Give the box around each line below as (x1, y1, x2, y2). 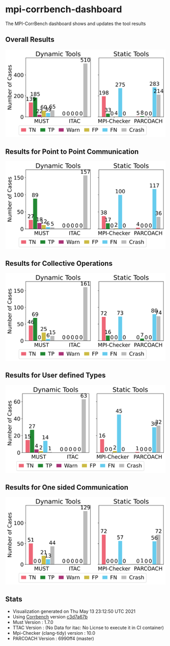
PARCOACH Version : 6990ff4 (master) (12, 635, 94, 642)
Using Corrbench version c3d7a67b (12, 614, 88, 620)
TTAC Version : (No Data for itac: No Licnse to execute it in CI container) (12, 625, 164, 631)
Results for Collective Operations (5, 259, 113, 268)
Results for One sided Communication (5, 483, 129, 492)
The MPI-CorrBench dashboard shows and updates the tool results (5, 20, 146, 27)
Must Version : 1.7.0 (12, 619, 53, 626)
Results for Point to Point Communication (5, 147, 139, 156)
